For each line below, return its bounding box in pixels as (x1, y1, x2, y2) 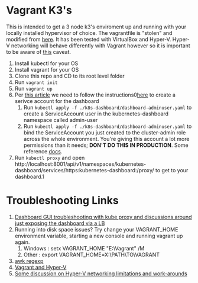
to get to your (155, 166, 189, 173)
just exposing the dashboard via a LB (14, 220, 105, 227)
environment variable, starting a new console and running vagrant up (14, 232, 183, 239)
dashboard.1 (14, 173, 44, 180)
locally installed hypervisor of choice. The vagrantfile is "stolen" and (6, 29, 173, 36)
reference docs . (23, 147, 63, 155)
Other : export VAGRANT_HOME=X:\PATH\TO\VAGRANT (23, 251, 160, 258)
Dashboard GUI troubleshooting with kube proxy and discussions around (14, 213, 192, 220)
